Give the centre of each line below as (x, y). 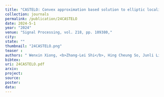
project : (14, 73)
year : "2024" (18, 28)
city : (10, 37)
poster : (13, 82)
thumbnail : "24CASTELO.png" (34, 46)
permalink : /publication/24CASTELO (41, 19)
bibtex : (13, 60)
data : (10, 87)
